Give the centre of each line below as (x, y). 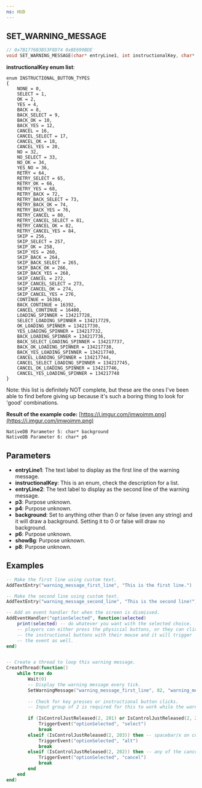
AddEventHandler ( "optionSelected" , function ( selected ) (76, 618)
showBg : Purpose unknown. (50, 540)
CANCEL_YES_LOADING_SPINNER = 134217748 (68, 374)
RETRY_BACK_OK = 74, (43, 205)
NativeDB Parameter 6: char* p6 (47, 437)
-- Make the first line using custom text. (62, 580)
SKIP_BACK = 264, (39, 258)
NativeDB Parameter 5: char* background (58, 432)
